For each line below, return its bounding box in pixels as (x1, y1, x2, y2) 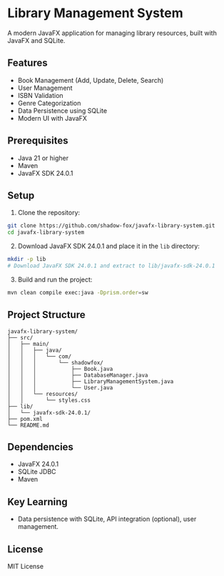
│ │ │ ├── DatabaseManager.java (7, 372, 148, 379)
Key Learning (7, 495, 68, 508)
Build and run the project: (17, 275, 93, 284)
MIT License (7, 562, 44, 570)
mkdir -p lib (7, 256, 46, 263)
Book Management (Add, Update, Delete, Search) (17, 76, 164, 84)
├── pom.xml (7, 415, 43, 422)
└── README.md (7, 422, 50, 429)
